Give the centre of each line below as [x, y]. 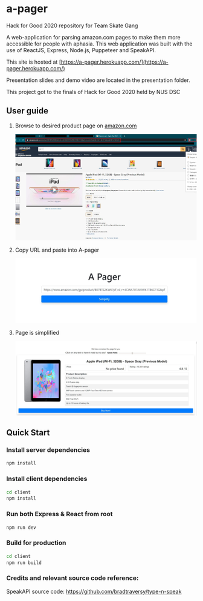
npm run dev [21, 527]
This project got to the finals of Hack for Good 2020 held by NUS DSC [93, 92]
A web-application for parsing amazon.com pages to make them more [94, 37]
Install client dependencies [47, 479]
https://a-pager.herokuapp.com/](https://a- [114, 62]
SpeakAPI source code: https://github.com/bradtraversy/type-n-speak [94, 591]
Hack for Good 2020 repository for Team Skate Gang [72, 25]
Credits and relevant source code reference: [72, 578]
